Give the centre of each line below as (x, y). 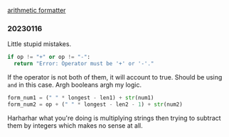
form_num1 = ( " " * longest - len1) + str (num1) (81, 98)
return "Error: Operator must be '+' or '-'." (84, 64)
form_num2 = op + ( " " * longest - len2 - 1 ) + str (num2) (95, 104)
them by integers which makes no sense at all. (75, 125)
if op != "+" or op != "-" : (49, 57)
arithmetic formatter (37, 10)
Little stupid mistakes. (39, 44)
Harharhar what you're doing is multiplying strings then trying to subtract (114, 118)
